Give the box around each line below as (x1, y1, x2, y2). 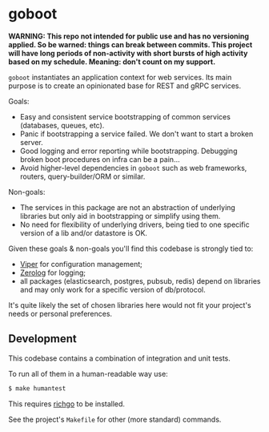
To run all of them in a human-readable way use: (8, 369, 168, 378)
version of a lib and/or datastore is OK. (19, 228, 148, 237)
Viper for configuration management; (19, 259, 143, 268)
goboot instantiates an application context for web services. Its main (8, 72, 232, 82)
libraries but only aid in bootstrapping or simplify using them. (19, 211, 221, 220)
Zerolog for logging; (19, 268, 86, 277)
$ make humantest (8, 384, 66, 393)
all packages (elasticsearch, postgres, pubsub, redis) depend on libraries (19, 276, 261, 285)
